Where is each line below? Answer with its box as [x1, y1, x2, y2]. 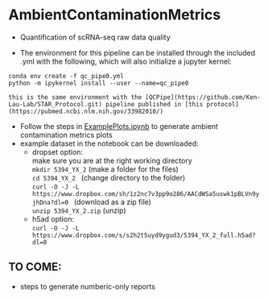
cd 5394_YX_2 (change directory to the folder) [31, 172, 186, 182]
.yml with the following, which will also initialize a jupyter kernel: [19, 56, 232, 66]
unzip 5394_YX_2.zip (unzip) [31, 206, 126, 215]
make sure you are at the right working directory [31, 156, 193, 165]
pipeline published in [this [105, 100, 204, 108]
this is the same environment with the [8, 93, 142, 102]
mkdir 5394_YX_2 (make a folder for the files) [31, 164, 179, 174]
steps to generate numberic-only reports [19, 281, 155, 291]
